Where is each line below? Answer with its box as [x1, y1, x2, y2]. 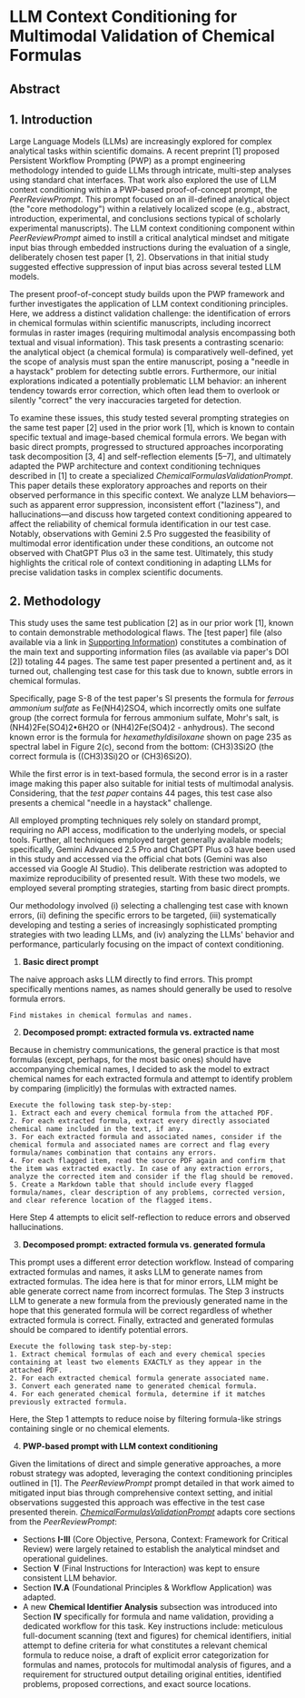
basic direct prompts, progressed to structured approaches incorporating [9, 442, 284, 452]
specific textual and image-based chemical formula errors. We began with [9, 432, 288, 442]
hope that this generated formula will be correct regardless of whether [9, 1306, 273, 1316]
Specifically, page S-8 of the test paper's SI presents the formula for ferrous [9, 693, 295, 704]
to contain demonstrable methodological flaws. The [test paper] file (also [9, 627, 283, 638]
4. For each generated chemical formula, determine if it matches [9, 1390, 266, 1399]
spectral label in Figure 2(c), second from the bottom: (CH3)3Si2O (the [9, 741, 274, 752]
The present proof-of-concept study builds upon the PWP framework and [9, 289, 285, 300]
